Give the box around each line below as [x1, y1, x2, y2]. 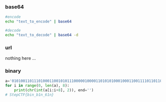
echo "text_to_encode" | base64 [5, 19, 72, 24]
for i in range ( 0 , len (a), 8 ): [5, 83, 70, 88]
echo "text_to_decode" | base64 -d [5, 32, 79, 37]
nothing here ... [5, 55, 36, 61]
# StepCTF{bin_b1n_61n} [5, 92, 54, 98]
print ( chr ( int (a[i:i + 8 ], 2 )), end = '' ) [14, 88, 94, 93]
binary [5, 68, 21, 75]
